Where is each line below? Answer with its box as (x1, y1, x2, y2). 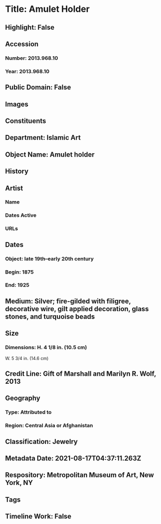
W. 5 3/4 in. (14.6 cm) (5, 355, 49, 361)
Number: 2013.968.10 (5, 54, 58, 61)
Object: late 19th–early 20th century (5, 255, 94, 262)
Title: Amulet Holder (5, 3, 90, 15)
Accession (5, 40, 39, 48)
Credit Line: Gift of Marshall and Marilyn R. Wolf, (5, 369, 157, 378)
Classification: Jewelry (5, 437, 78, 445)
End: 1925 (5, 282, 30, 288)
